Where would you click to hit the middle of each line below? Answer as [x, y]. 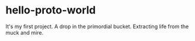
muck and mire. [25, 32]
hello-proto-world [51, 10]
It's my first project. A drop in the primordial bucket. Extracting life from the [97, 26]
